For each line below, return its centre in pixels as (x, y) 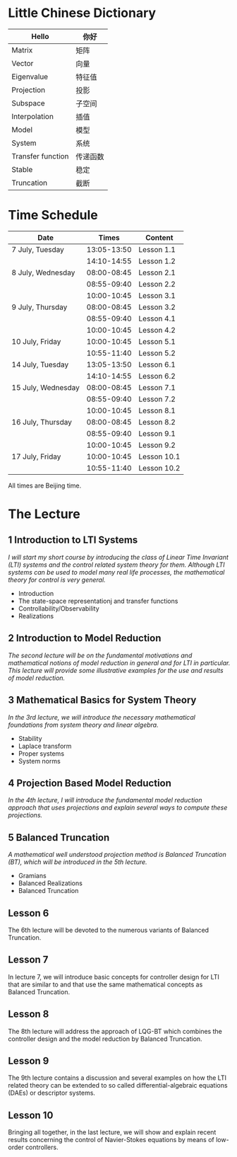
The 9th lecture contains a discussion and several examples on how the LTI (117, 1078)
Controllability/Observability (59, 608)
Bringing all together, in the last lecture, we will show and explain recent (112, 1132)
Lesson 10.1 (159, 456)
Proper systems (41, 753)
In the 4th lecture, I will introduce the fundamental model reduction (105, 800)
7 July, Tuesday (38, 249)
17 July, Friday (36, 456)
